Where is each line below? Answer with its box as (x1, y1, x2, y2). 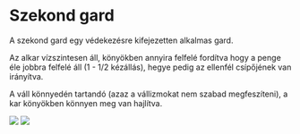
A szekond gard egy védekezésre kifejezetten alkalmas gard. (9, 35, 234, 46)
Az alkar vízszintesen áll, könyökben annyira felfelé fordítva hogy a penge (9, 52, 282, 63)
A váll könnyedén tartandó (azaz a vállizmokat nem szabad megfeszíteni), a (9, 88, 288, 99)
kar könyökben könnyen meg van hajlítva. (9, 97, 163, 108)
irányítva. (9, 71, 44, 81)
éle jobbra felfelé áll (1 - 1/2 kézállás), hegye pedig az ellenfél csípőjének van (9, 62, 292, 72)
